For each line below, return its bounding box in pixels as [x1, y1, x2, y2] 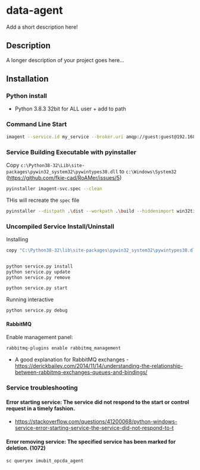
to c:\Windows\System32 [119, 168, 177, 175]
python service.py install [6, 263, 73, 269]
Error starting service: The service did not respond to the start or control [6, 398, 189, 406]
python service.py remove [6, 274, 70, 281]
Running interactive [6, 296, 54, 303]
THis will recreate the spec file [6, 196, 80, 204]
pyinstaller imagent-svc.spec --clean [6, 186, 102, 192]
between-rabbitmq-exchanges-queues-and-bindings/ [14, 368, 148, 376]
